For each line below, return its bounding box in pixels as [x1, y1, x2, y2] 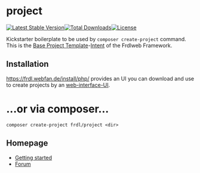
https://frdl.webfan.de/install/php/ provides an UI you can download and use [6, 75, 195, 82]
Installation [6, 59, 49, 69]
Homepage [6, 138, 48, 149]
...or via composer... [6, 102, 109, 116]
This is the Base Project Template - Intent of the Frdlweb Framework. [6, 42, 173, 49]
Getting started [14, 154, 53, 161]
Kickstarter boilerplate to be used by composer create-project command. [6, 35, 186, 42]
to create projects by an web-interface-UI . [6, 81, 110, 88]
